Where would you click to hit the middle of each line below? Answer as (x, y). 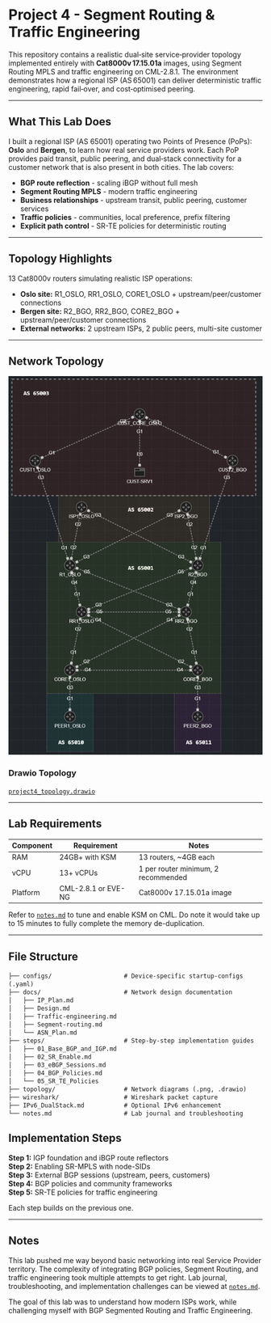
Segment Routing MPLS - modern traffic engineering (108, 191)
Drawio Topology (42, 773)
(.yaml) (21, 984)
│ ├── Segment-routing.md (56, 1025)
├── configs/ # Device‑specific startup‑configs (126, 976)
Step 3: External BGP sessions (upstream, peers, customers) (109, 1175)
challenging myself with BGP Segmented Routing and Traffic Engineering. (131, 1310)
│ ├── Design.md (39, 1008)
